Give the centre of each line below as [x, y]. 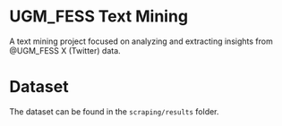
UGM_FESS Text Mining [99, 17]
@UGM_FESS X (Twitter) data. [65, 50]
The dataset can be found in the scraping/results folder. [114, 111]
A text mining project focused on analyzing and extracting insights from [141, 41]
